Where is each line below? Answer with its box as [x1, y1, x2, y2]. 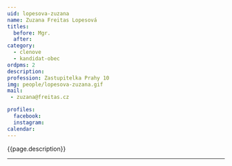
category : [7, 42, 36, 49]
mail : [7, 87, 23, 94]
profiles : [7, 107, 36, 113]
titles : [7, 23, 30, 30]
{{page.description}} [7, 145, 66, 153]
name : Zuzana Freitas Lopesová [7, 17, 97, 24]
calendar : [7, 125, 36, 132]
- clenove [13, 49, 41, 56]
